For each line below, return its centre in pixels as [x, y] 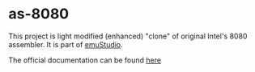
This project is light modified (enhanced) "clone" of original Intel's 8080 [128, 36]
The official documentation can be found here [85, 60]
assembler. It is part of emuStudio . [66, 44]
